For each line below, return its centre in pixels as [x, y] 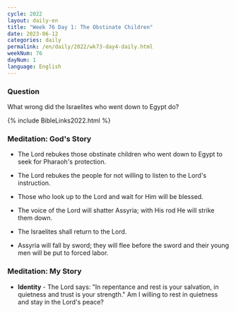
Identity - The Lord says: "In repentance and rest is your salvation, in [118, 287]
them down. [35, 218]
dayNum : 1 [22, 60]
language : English [34, 67]
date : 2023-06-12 [33, 34]
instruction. [34, 183]
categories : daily [34, 40]
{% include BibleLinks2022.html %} [59, 120]
